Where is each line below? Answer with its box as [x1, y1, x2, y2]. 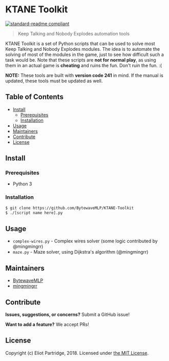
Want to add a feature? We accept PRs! [5, 321, 90, 327]
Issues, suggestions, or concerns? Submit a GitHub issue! [5, 311, 130, 317]
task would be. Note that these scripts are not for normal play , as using [5, 56, 156, 63]
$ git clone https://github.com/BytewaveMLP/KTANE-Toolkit [5, 205, 134, 211]
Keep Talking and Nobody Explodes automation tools [17, 30, 130, 36]
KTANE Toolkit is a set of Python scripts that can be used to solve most [5, 40, 155, 47]
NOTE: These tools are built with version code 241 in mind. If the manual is [5, 72, 164, 78]
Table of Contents [5, 92, 64, 101]
